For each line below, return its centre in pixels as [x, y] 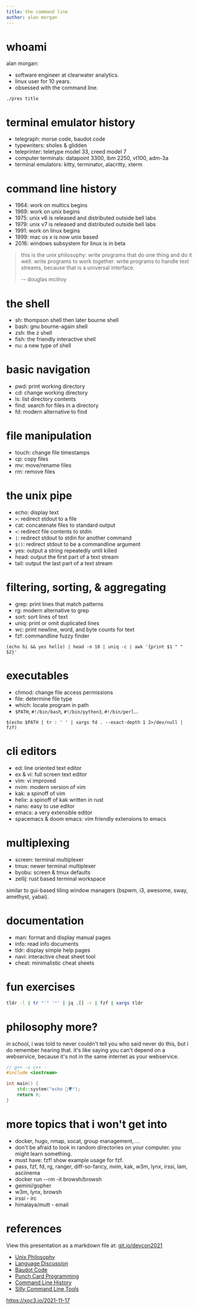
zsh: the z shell [33, 333]
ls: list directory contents [45, 399]
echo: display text [37, 513]
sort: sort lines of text [41, 617]
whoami [27, 47]
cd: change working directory [51, 393]
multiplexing [38, 843]
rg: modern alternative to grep [52, 610]
